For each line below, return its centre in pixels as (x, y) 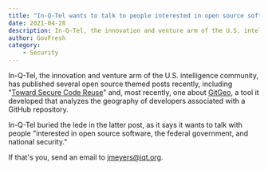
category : (25, 45)
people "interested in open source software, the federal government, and (128, 133)
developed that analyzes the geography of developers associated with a (127, 101)
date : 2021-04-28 (37, 23)
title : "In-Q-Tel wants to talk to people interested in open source (126, 16)
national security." (38, 142)
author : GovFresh (37, 38)
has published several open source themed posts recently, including (120, 84)
